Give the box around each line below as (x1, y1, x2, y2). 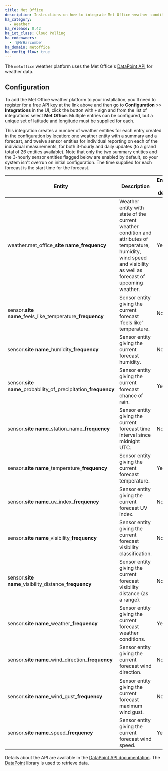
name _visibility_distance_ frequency (7, 581, 92, 588)
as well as (119, 267, 143, 274)
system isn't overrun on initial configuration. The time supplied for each (5, 159, 152, 166)
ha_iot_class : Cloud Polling (5, 31, 66, 36)
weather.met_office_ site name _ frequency (7, 242, 106, 249)
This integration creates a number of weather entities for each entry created (5, 128, 162, 134)
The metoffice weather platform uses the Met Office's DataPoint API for (5, 63, 153, 69)
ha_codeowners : (5, 36, 37, 41)
